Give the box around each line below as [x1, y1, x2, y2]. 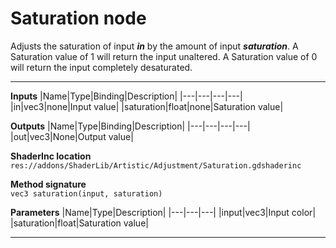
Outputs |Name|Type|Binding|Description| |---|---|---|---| [10, 120, 251, 132]
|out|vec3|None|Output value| [10, 130, 134, 142]
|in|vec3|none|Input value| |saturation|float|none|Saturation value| [10, 100, 284, 112]
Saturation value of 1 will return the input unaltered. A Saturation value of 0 [10, 50, 318, 62]
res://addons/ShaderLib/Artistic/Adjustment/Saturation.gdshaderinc [10, 160, 302, 171]
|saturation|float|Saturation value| [10, 217, 149, 229]
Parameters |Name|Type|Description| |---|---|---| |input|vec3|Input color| [10, 206, 317, 218]
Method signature [10, 178, 87, 190]
